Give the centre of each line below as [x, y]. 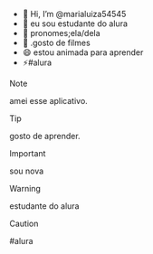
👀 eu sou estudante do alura [75, 24]
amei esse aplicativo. [48, 101]
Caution [24, 223]
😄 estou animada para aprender [83, 52]
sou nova [27, 171]
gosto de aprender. [45, 136]
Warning [25, 188]
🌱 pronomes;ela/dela [62, 33]
